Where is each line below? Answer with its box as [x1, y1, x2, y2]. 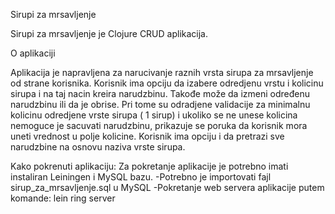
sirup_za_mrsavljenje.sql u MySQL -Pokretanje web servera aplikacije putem [10, 182, 325, 193]
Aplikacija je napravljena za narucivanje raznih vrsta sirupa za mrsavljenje [10, 67, 314, 78]
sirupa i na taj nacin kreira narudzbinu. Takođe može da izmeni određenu [10, 88, 310, 99]
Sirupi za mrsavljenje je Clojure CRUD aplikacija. [10, 28, 209, 39]
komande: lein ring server [10, 192, 116, 204]
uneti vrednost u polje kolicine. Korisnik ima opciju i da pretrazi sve [10, 130, 285, 142]
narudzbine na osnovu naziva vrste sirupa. [10, 141, 186, 153]
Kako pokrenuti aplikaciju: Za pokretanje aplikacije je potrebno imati [10, 160, 289, 172]
